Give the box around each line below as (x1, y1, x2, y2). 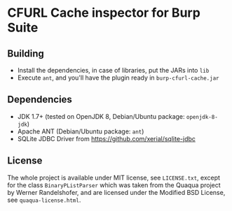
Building (7, 48, 44, 59)
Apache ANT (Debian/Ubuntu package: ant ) (17, 127, 144, 136)
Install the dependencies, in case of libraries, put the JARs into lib (17, 66, 210, 74)
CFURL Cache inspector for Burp (7, 5, 201, 21)
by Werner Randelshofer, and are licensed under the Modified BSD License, (7, 188, 226, 196)
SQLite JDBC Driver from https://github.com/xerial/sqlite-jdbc (17, 134, 196, 143)
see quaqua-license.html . (7, 196, 81, 204)
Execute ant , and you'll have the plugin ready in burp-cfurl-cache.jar (17, 73, 219, 82)
